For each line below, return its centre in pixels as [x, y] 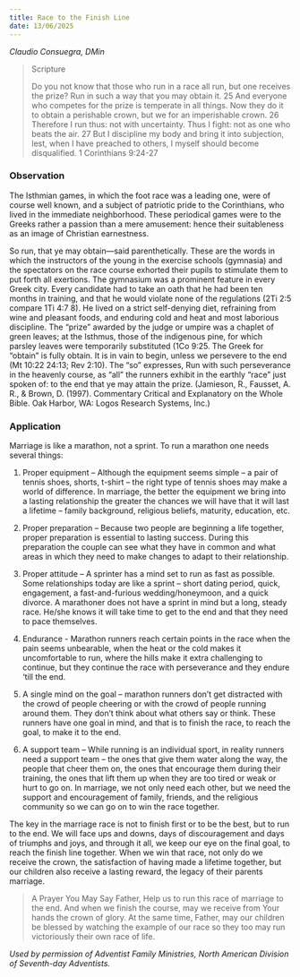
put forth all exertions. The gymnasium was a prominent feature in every [142, 279]
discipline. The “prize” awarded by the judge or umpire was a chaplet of [142, 327]
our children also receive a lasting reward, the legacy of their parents [136, 872]
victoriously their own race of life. [93, 937]
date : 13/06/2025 [42, 26]
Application [35, 426]
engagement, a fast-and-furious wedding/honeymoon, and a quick [145, 593]
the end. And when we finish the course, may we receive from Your [155, 908]
